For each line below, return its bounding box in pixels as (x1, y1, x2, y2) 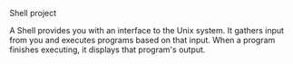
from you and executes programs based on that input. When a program (9, 35, 276, 45)
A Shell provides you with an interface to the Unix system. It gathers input (9, 25, 284, 35)
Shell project (9, 8, 57, 18)
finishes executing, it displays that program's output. (9, 44, 206, 55)
